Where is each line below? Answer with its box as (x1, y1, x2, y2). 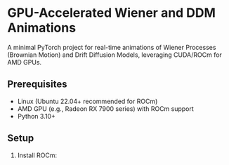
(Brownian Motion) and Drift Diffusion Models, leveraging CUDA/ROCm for (7, 51, 223, 59)
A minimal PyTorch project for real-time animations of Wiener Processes (7, 43, 216, 51)
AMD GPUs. (7, 58, 42, 66)
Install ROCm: (17, 151, 58, 159)
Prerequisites (7, 79, 67, 91)
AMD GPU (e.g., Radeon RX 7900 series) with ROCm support (17, 104, 195, 113)
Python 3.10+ (17, 112, 56, 120)
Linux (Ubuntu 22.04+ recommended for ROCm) (17, 97, 158, 105)
